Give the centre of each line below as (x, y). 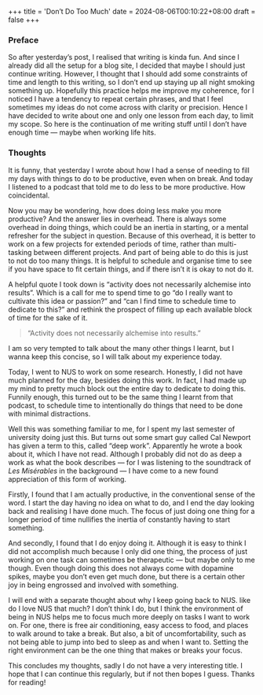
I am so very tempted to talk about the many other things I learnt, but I (121, 348)
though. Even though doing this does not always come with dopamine (121, 568)
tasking (20, 252)
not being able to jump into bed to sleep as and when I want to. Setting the (128, 641)
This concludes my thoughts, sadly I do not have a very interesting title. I (126, 665)
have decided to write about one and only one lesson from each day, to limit (131, 116)
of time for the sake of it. (48, 317)
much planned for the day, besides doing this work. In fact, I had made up (127, 380)
